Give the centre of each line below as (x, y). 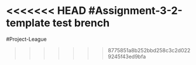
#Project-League (26, 39)
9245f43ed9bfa (127, 56)
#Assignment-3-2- (135, 11)
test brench (81, 23)
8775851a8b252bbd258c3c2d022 (149, 50)
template (28, 23)
